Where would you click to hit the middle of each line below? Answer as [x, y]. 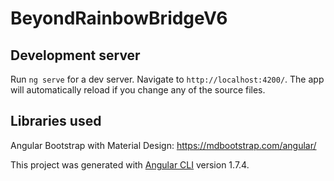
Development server [75, 55]
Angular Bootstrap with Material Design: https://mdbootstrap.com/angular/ [163, 145]
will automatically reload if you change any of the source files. [138, 90]
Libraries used [56, 121]
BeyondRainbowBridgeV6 [119, 18]
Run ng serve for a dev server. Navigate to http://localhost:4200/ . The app [167, 79]
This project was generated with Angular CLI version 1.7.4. [130, 164]
